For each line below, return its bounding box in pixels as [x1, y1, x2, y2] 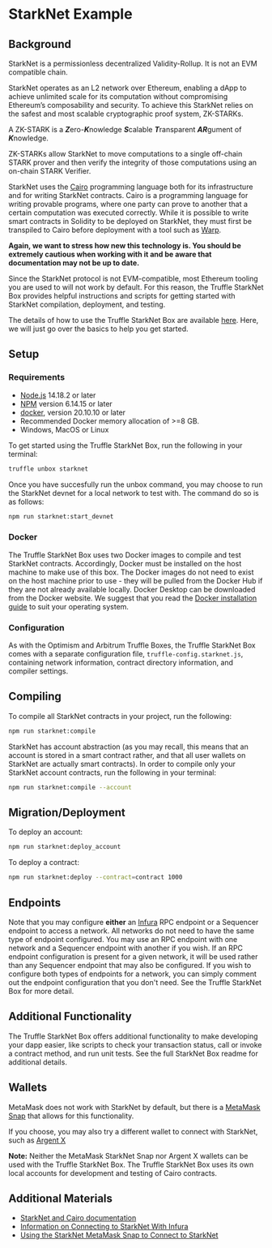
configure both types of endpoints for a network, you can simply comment [8, 969, 257, 979]
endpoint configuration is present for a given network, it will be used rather [8, 951, 258, 962]
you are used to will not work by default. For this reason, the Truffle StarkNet [8, 282, 264, 292]
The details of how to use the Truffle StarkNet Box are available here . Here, [8, 316, 259, 325]
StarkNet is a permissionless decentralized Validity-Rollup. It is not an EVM [8, 58, 257, 68]
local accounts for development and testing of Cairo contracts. [8, 1168, 217, 1177]
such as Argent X [8, 1135, 66, 1145]
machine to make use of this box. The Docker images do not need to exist [8, 567, 254, 577]
